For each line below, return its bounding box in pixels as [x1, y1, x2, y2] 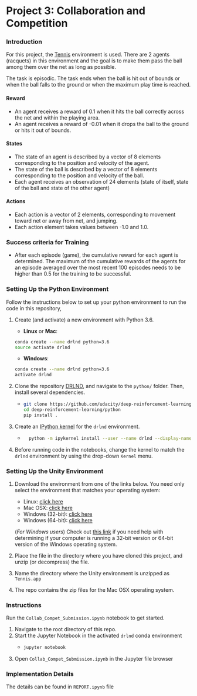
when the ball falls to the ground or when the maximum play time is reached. [6, 81, 191, 88]
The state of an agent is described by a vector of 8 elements [14, 153, 161, 160]
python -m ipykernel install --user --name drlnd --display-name [28, 435, 192, 441]
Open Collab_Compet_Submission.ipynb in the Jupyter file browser [14, 655, 174, 662]
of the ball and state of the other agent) [14, 184, 110, 191]
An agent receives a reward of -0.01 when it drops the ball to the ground [14, 120, 189, 127]
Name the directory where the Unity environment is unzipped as [14, 569, 170, 576]
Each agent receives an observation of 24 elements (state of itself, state [14, 178, 189, 185]
